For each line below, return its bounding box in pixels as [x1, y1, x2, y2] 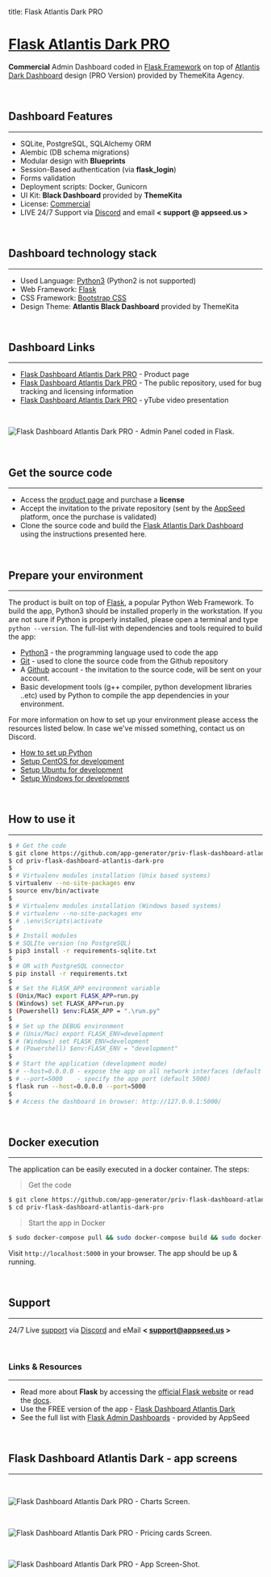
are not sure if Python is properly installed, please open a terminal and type [8, 615, 259, 624]
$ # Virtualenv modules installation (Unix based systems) [8, 871, 211, 880]
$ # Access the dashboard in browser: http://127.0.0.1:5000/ [8, 1097, 222, 1105]
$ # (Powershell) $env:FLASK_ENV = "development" [8, 1045, 179, 1053]
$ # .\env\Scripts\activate [8, 917, 103, 925]
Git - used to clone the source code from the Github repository [19, 656, 228, 666]
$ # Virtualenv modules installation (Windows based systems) [8, 901, 222, 909]
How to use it [8, 812, 76, 826]
